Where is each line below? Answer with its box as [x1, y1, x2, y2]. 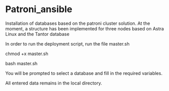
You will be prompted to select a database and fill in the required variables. [5, 70, 162, 76]
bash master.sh [5, 60, 38, 66]
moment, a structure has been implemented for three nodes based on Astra [5, 25, 164, 31]
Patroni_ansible [5, 4, 73, 15]
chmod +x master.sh [5, 51, 49, 57]
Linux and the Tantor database [5, 31, 70, 37]
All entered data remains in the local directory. [5, 80, 102, 86]
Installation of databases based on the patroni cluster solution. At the [5, 20, 151, 26]
